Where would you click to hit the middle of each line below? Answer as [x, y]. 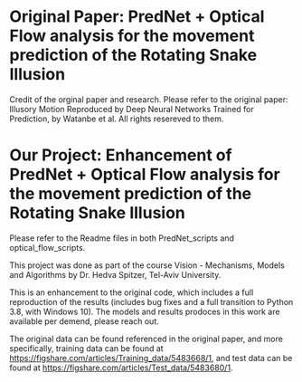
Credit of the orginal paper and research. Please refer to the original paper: [149, 99]
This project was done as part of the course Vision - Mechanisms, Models [147, 265]
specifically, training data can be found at [87, 348]
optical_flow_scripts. [47, 247]
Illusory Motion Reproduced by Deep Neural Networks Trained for [132, 109]
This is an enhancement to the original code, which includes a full [132, 292]
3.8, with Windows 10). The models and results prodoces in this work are [145, 311]
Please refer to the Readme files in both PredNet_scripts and [122, 238]
